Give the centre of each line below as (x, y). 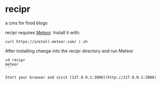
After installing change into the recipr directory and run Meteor (69, 51)
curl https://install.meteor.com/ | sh (46, 42)
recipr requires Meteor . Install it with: (43, 32)
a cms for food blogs (27, 23)
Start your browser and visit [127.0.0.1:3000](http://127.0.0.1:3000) (81, 77)
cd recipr (15, 60)
